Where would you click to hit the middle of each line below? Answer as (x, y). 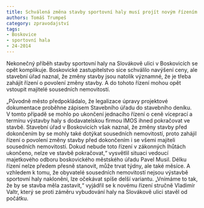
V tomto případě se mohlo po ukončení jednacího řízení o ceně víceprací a (100, 114)
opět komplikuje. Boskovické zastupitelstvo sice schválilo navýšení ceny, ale (102, 70)
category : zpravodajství (38, 23)
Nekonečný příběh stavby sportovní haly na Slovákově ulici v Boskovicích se (102, 63)
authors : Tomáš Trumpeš (37, 18)
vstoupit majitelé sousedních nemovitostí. (58, 89)
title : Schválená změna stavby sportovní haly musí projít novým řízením (102, 12)
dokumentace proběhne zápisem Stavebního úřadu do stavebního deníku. (99, 107)
